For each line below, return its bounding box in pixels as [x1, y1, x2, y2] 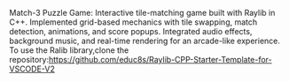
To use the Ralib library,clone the [9, 45, 129, 56]
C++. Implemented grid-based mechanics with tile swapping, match [9, 17, 258, 27]
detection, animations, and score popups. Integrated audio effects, [9, 26, 253, 36]
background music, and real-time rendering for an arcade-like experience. [9, 35, 281, 46]
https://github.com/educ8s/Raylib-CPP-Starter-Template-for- [48, 55, 272, 64]
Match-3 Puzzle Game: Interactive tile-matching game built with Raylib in [9, 8, 276, 18]
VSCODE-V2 [9, 63, 56, 74]
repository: [9, 55, 50, 64]
